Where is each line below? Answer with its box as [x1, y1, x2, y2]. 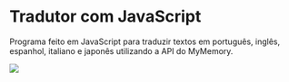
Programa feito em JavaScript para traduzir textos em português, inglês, [9, 36, 280, 47]
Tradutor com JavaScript [9, 6, 202, 27]
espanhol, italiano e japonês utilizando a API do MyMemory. [9, 45, 234, 56]
